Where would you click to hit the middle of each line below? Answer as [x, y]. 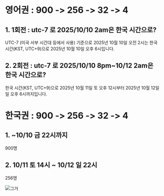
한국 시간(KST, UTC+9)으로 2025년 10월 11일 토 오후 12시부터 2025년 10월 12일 [82, 88]
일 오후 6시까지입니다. [26, 94]
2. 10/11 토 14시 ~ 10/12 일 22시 [51, 165]
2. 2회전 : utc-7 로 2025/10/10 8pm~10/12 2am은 [79, 66]
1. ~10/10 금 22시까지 [36, 135]
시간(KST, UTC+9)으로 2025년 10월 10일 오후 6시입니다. [60, 49]
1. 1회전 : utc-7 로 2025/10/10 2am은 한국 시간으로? [81, 30]
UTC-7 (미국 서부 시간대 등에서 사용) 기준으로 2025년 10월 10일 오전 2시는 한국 [81, 43]
